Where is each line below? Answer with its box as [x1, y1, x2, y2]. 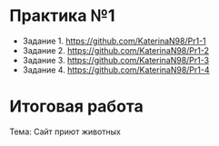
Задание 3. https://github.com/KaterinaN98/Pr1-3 [22, 54, 210, 65]
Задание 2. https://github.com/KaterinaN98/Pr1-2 [22, 44, 209, 55]
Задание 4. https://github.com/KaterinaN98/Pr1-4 [22, 64, 210, 75]
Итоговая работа [9, 96, 144, 117]
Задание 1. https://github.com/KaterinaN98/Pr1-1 [22, 35, 206, 46]
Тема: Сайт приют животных [9, 126, 121, 137]
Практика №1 [9, 5, 115, 26]
